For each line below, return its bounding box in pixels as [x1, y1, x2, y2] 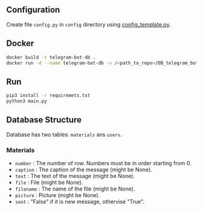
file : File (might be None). [14, 179, 83, 186]
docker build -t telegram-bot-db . [6, 54, 96, 60]
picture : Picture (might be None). [14, 192, 100, 199]
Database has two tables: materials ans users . [6, 131, 123, 138]
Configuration [6, 5, 60, 15]
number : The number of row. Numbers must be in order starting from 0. [14, 160, 192, 167]
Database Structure [6, 115, 82, 125]
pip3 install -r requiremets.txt [6, 93, 91, 99]
